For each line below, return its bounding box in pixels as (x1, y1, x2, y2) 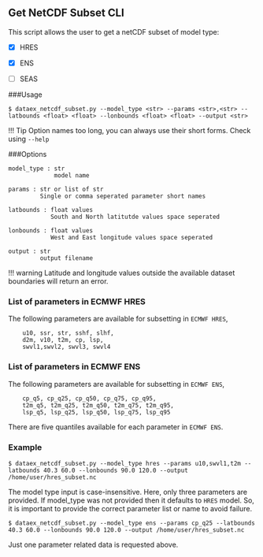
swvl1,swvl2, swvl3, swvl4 (22, 343, 111, 351)
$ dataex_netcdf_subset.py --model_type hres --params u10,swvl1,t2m (8, 459, 242, 467)
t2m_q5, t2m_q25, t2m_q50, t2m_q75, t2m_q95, (22, 401, 175, 409)
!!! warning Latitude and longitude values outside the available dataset (8, 268, 235, 277)
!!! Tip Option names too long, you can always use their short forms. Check (8, 126, 251, 135)
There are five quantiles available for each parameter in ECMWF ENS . (8, 421, 224, 432)
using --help (8, 134, 50, 143)
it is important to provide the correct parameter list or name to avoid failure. (8, 503, 253, 513)
